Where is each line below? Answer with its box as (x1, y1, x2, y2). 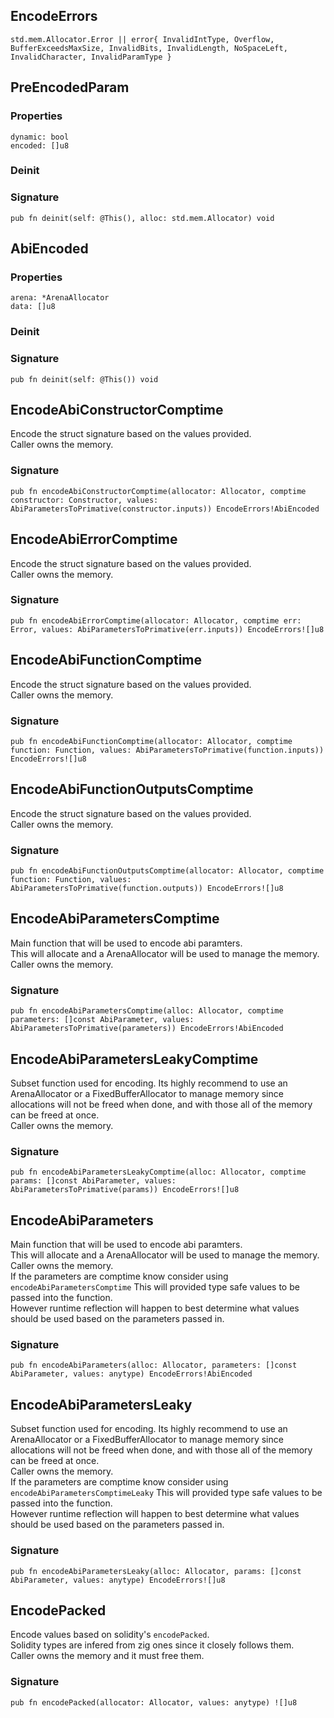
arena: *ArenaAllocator (10, 293, 110, 303)
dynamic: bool (10, 132, 70, 142)
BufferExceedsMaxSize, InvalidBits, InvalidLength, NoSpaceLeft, (10, 43, 288, 53)
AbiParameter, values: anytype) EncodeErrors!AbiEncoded (10, 1369, 253, 1379)
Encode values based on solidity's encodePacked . (10, 1629, 210, 1641)
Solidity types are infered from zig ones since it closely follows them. (10, 1639, 295, 1651)
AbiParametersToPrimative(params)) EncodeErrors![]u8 (10, 1185, 240, 1195)
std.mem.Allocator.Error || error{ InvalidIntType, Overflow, (10, 34, 275, 44)
